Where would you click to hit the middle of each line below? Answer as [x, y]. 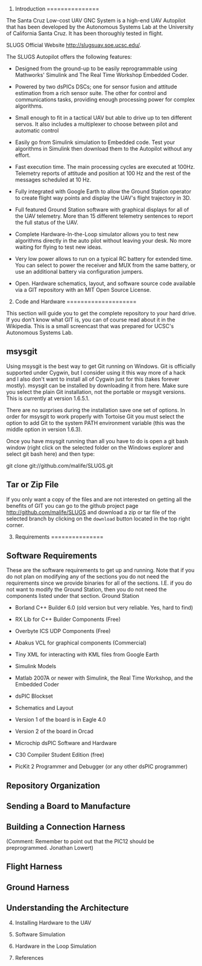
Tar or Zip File [33, 485]
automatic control [37, 130]
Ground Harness [38, 887]
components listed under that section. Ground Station [73, 596]
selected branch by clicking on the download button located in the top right [98, 518]
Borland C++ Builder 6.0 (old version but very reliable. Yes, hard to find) [104, 608]
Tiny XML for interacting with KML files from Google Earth [87, 655]
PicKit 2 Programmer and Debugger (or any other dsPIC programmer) [101, 767]
